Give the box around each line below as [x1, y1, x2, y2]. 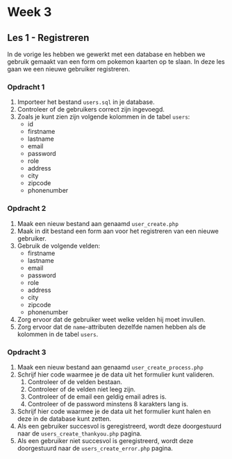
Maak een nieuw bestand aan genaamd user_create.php [17, 219, 179, 227]
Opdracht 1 [7, 82, 45, 92]
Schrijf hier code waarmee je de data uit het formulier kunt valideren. [17, 370, 215, 379]
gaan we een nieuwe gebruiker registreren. [7, 65, 131, 73]
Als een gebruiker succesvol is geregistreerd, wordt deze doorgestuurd [17, 422, 222, 430]
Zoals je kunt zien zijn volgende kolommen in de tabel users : [17, 112, 190, 121]
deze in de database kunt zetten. [17, 414, 112, 423]
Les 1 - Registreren [7, 32, 90, 44]
